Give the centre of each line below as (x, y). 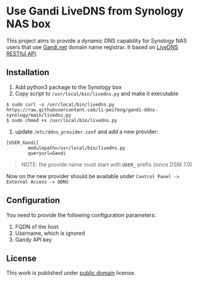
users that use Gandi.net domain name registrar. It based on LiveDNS (92, 47)
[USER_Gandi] (23, 143)
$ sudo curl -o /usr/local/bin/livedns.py (60, 104)
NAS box (29, 24)
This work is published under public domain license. (71, 273)
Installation (28, 73)
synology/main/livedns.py (39, 115)
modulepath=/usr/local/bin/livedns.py (77, 148)
